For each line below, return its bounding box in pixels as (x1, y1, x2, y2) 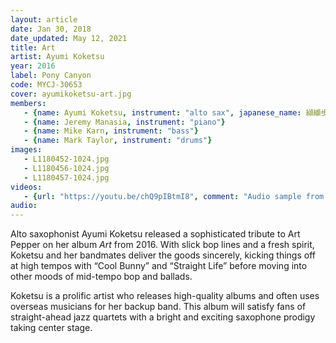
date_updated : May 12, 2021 (10, 33, 128, 43)
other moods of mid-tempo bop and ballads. (10, 271, 193, 283)
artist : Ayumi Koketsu (10, 52, 105, 62)
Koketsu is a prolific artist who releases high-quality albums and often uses (10, 290, 320, 302)
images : (10, 145, 43, 155)
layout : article (10, 14, 78, 25)
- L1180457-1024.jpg (23, 172, 110, 183)
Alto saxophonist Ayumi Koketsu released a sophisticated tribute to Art (10, 228, 301, 240)
